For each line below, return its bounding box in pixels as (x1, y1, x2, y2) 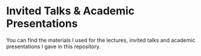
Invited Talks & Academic (6, 4, 135, 18)
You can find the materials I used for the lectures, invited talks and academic (6, 36, 196, 43)
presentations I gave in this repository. (6, 43, 101, 50)
